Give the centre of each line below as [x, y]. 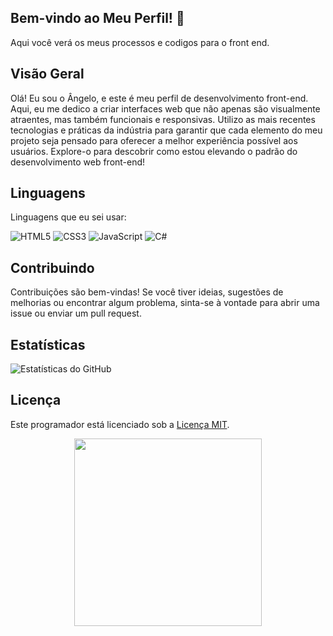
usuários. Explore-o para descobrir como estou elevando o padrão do [154, 151]
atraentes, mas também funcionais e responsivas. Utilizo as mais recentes [163, 119]
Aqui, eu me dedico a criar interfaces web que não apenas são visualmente [165, 108]
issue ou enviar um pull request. [76, 313]
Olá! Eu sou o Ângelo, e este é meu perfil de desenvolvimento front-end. [159, 98]
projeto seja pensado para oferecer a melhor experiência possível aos [154, 140]
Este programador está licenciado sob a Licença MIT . [120, 424]
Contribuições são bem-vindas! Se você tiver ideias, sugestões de [147, 292]
